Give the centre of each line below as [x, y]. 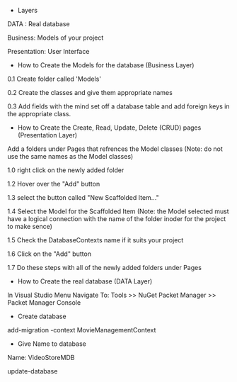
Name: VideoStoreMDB [41, 358]
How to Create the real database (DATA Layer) [85, 281]
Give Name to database [52, 344]
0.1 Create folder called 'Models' [54, 79]
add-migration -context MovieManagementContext [82, 330]
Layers [27, 10]
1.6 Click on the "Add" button [50, 254]
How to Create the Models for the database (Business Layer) [106, 65]
